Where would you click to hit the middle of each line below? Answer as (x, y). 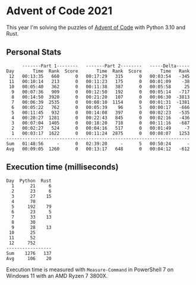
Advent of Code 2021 (59, 11)
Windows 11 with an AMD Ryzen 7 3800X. (57, 276)
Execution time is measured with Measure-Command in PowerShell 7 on (90, 269)
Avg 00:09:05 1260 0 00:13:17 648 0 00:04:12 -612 (98, 149)
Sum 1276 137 (29, 253)
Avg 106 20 (29, 258)
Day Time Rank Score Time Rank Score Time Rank (98, 71)
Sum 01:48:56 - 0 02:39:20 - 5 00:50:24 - (98, 143)
